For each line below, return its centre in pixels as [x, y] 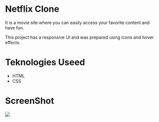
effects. [13, 42]
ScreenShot [30, 101]
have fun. [15, 27]
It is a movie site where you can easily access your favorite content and [77, 23]
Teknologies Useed [45, 62]
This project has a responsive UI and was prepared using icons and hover [79, 37]
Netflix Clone [32, 9]
